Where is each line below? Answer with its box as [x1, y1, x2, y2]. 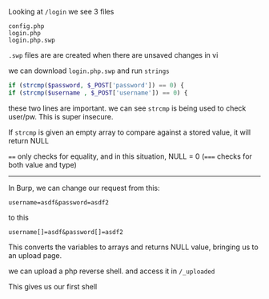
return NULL [8, 135, 50, 145]
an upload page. [8, 250, 62, 260]
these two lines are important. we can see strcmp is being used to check [8, 103, 247, 113]
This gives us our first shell [8, 281, 98, 291]
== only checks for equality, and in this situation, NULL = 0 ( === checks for [8, 152, 252, 161]
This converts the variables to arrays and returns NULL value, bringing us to [8, 242, 259, 252]
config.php [8, 22, 45, 30]
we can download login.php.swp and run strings [8, 66, 170, 75]
